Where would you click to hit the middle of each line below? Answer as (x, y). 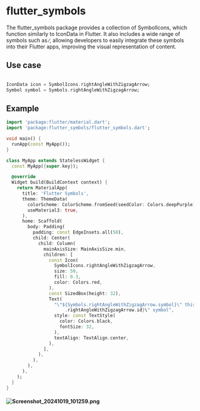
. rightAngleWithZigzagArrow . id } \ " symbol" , (119, 310)
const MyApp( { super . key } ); (45, 166)
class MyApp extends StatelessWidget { (56, 160)
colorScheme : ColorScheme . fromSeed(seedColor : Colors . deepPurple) (112, 204)
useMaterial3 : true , (53, 210)
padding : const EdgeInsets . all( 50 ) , (78, 232)
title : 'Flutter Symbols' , (55, 194)
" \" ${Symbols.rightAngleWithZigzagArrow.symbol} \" (118, 305)
